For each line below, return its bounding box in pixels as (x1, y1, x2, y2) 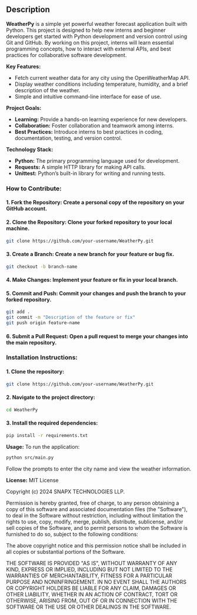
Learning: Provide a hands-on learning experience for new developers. (14, 116, 188, 123)
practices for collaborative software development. (6, 51, 127, 58)
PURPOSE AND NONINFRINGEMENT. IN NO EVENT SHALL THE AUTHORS (6, 578, 187, 585)
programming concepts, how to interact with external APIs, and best (6, 45, 172, 52)
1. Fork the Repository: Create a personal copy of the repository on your (6, 199, 185, 206)
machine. (6, 224, 30, 231)
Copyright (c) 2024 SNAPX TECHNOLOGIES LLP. (6, 488, 125, 495)
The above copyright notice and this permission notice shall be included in (6, 542, 186, 549)
